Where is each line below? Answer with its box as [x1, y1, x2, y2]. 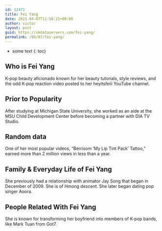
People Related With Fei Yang [5, 202, 96, 211]
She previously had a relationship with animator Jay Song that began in [5, 178, 148, 184]
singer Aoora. [5, 189, 33, 195]
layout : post [5, 26, 32, 30]
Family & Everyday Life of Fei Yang [5, 165, 112, 173]
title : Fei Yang [5, 12, 38, 17]
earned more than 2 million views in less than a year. [5, 151, 111, 157]
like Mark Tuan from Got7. [5, 221, 57, 227]
